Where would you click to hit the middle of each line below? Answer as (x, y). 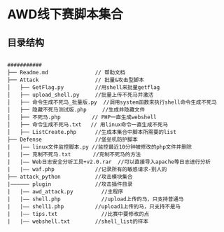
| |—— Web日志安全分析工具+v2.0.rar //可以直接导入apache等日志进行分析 (109, 162)
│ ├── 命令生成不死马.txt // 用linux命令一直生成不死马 (87, 125)
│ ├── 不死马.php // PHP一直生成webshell (82, 117)
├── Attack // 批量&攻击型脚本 (76, 80)
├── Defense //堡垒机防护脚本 (72, 139)
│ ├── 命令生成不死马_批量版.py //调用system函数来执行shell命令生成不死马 (112, 102)
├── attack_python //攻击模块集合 (70, 177)
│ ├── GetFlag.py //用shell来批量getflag (84, 88)
